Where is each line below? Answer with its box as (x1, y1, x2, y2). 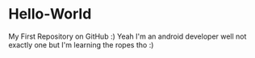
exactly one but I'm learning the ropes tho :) (8, 39, 154, 49)
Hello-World (8, 5, 92, 23)
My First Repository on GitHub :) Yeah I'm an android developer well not (8, 31, 247, 41)
